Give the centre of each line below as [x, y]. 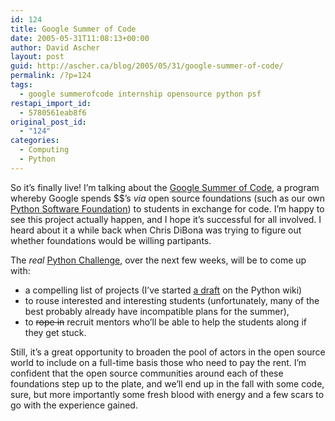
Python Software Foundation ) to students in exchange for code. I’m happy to [167, 208]
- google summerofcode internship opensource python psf [140, 94]
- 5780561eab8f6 [53, 112]
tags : [21, 85]
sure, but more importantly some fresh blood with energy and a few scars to [167, 394]
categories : [35, 141]
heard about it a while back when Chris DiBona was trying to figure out [156, 230]
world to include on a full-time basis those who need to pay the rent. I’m [158, 362]
